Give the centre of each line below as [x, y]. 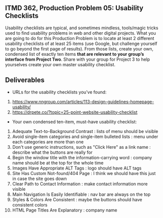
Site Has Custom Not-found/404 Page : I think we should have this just [84, 173]
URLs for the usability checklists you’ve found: [59, 92]
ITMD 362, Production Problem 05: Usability [74, 8]
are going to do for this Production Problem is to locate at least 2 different [80, 38]
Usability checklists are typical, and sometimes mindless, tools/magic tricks [82, 28]
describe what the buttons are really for [52, 152]
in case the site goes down [40, 178]
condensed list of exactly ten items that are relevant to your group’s [75, 54]
